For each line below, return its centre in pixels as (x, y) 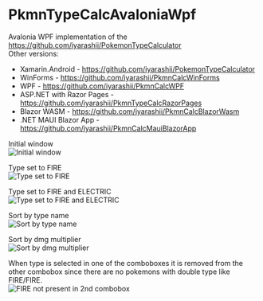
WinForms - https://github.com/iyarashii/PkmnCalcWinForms (120, 77)
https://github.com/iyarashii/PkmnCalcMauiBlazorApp (108, 128)
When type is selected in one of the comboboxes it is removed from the (126, 263)
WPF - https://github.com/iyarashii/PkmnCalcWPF (102, 86)
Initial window (31, 143)
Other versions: (33, 53)
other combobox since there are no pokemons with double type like (119, 272)
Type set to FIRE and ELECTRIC (60, 191)
